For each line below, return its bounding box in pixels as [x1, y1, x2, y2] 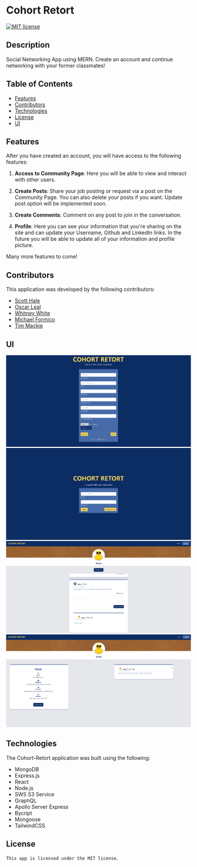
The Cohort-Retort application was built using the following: [6, 754, 151, 761]
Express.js [14, 772, 40, 779]
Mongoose [14, 816, 41, 823]
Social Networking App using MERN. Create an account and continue [6, 55, 173, 62]
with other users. [14, 176, 56, 183]
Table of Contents [6, 79, 73, 89]
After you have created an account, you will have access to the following [6, 152, 182, 160]
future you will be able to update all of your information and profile [14, 235, 175, 243]
